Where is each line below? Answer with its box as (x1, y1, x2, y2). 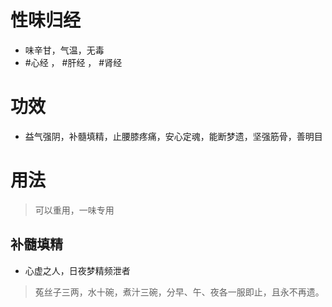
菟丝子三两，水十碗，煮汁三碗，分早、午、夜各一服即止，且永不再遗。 (34, 286, 325, 298)
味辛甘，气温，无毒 (24, 44, 105, 56)
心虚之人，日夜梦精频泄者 (24, 264, 131, 276)
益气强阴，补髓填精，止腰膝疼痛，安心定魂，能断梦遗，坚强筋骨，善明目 (24, 130, 323, 142)
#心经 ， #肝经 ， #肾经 (24, 56, 123, 68)
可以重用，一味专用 (34, 204, 115, 216)
